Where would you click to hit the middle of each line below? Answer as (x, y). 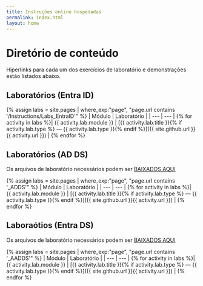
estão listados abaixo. (33, 76)
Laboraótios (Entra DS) (50, 225)
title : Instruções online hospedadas (54, 12)
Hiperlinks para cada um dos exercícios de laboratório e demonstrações (96, 70)
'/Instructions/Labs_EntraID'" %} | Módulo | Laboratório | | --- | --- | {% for (99, 116)
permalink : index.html (35, 18)
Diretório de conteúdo (63, 53)
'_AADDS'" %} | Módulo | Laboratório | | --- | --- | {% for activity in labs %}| (101, 258)
